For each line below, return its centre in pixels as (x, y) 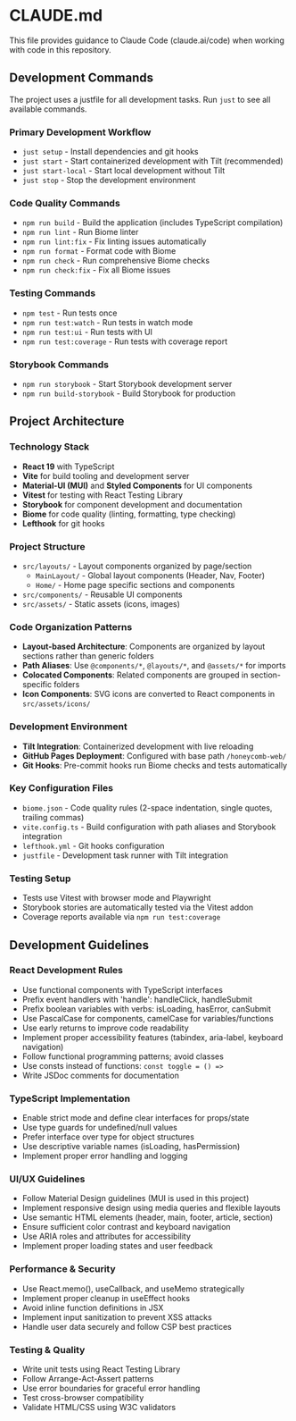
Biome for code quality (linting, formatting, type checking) (129, 514)
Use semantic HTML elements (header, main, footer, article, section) (148, 1217)
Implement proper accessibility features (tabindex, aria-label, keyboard (152, 1037)
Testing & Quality (47, 1350)
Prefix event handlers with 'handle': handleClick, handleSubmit (137, 999)
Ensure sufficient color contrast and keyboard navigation (126, 1227)
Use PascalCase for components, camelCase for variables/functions (148, 1018)
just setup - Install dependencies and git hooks (110, 152)
